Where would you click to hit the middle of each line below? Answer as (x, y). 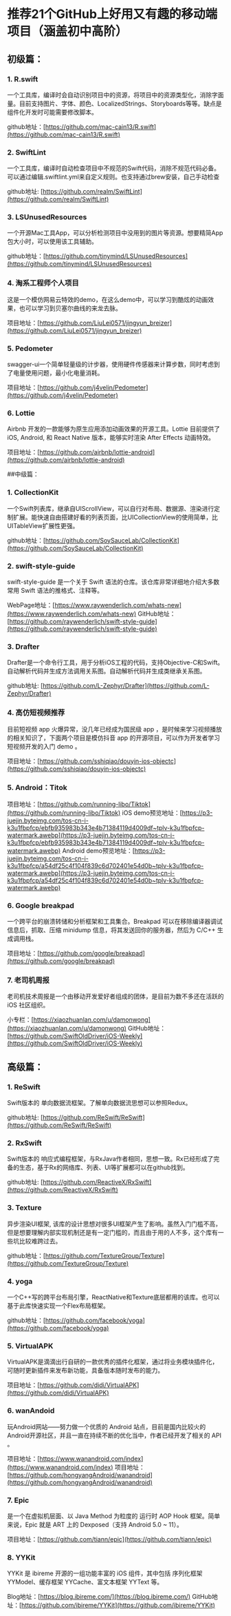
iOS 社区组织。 (28, 1005)
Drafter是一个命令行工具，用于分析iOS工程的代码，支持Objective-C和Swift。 (115, 663)
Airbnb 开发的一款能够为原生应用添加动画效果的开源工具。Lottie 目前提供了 (113, 429)
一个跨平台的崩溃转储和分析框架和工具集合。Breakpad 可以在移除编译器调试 (115, 922)
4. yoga (20, 1281)
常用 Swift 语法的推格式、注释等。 (55, 590)
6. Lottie (21, 413)
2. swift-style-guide (41, 566)
